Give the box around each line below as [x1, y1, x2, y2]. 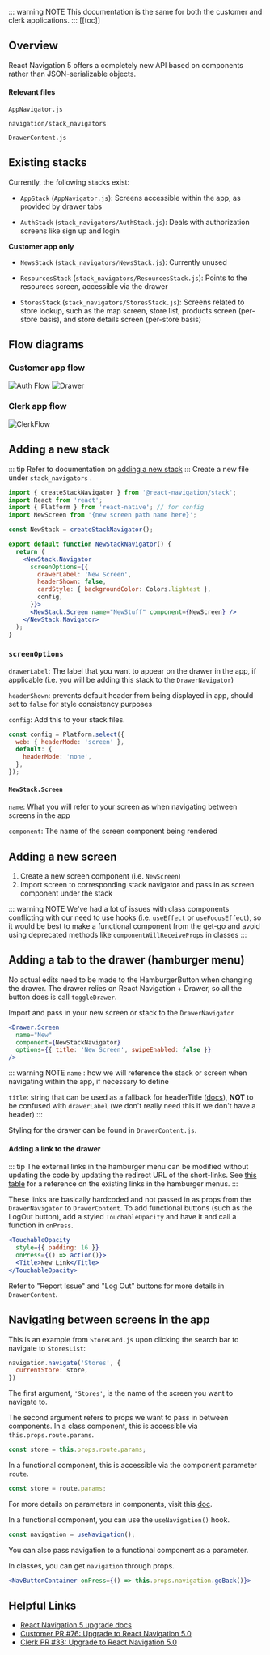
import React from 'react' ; [8, 496, 103, 504]
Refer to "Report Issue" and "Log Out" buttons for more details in [8, 1281, 225, 1291]
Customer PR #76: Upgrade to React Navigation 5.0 [19, 1629, 192, 1639]
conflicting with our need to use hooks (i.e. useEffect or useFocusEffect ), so [8, 913, 262, 922]
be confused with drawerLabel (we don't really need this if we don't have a [8, 1101, 256, 1111]
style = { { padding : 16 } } [15, 1244, 99, 1252]
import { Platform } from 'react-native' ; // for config [8, 504, 205, 512]
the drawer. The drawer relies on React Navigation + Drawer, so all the [8, 983, 243, 993]
